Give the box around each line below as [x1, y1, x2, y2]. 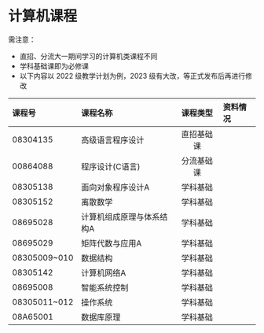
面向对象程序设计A [81, 182, 150, 193]
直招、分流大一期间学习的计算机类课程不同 [19, 51, 158, 61]
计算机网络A [81, 267, 126, 278]
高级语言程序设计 [81, 135, 145, 146]
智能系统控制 [81, 282, 129, 293]
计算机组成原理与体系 [81, 211, 160, 222]
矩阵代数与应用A [81, 238, 142, 249]
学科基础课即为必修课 [19, 61, 89, 71]
